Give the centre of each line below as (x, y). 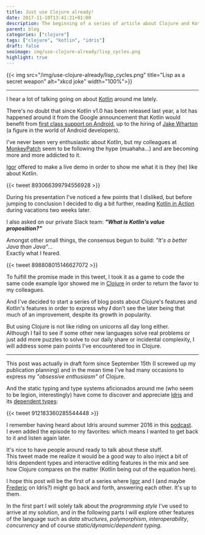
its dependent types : (32, 401)
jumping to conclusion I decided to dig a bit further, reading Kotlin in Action (100, 203)
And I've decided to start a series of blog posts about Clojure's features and (102, 301)
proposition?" (24, 228)
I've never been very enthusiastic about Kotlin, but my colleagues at (92, 142)
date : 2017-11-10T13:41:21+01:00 (49, 18)
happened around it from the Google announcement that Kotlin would (94, 117)
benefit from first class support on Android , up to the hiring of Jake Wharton (102, 123)
